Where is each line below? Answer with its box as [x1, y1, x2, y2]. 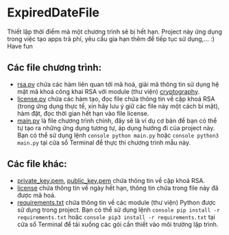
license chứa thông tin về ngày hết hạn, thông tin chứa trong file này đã [16, 184, 219, 192]
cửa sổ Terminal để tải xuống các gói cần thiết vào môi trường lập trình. [16, 220, 219, 228]
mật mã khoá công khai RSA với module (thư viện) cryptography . [16, 87, 200, 95]
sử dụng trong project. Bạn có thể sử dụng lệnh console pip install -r [16, 206, 221, 214]
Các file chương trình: [7, 62, 101, 73]
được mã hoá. [16, 190, 56, 199]
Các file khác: [7, 158, 67, 170]
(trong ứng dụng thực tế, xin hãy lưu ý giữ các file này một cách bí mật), [16, 101, 220, 110]
